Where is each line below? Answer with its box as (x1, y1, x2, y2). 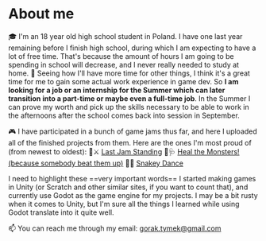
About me (8, 5, 75, 23)
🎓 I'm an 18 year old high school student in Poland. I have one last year (8, 31, 243, 41)
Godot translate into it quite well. (8, 208, 114, 217)
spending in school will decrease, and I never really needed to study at (8, 60, 240, 69)
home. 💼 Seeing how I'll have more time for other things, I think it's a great (8, 68, 250, 78)
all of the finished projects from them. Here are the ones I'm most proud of (8, 138, 252, 147)
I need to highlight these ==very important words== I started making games (8, 173, 256, 183)
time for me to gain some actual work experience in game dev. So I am (8, 76, 239, 86)
